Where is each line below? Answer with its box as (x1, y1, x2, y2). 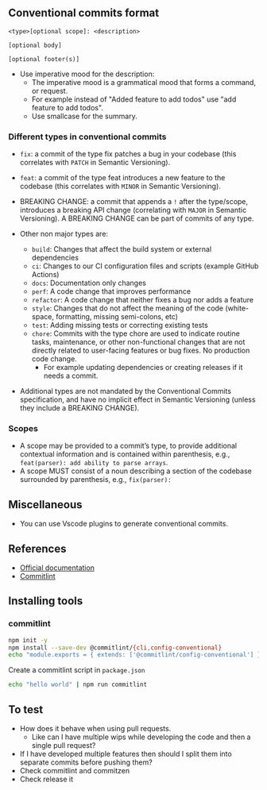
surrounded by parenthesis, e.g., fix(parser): (19, 475, 172, 484)
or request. (31, 86, 68, 95)
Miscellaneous (8, 498, 83, 511)
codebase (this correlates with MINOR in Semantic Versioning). (19, 182, 221, 191)
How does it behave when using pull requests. (19, 724, 172, 734)
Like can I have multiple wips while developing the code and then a (31, 732, 251, 742)
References (8, 541, 67, 555)
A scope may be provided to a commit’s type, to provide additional (19, 441, 237, 451)
